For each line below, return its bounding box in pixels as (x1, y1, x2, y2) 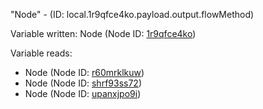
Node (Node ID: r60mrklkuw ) (24, 67, 145, 78)
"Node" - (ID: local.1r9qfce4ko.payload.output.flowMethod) (10, 9, 255, 20)
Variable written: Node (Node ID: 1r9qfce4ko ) (10, 28, 197, 39)
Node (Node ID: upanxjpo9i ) (24, 88, 142, 99)
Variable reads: (10, 47, 73, 59)
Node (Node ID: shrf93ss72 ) (24, 77, 142, 89)
